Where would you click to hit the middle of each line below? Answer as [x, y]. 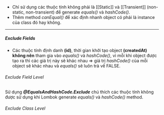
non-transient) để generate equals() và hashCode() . [78, 12]
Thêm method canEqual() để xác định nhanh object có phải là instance [83, 17]
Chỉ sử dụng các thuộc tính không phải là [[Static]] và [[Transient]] [79, 7]
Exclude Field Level [24, 77]
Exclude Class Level [25, 108]
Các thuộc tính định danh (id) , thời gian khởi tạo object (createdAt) [80, 50]
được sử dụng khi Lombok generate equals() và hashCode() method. [74, 97]
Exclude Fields [20, 38]
